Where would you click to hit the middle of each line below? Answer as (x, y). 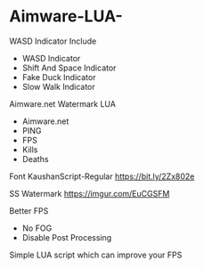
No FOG (37, 228)
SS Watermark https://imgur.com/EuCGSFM (90, 193)
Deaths (35, 159)
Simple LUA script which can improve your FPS (96, 255)
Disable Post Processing (67, 237)
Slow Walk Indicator (58, 86)
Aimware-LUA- (66, 16)
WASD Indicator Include (53, 41)
